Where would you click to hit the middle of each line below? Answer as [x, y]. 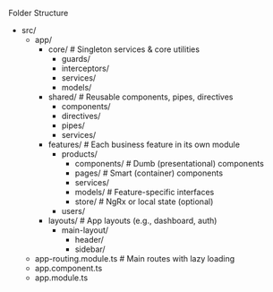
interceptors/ [85, 68]
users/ [73, 211]
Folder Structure [38, 13]
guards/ [76, 59]
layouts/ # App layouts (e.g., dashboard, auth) [132, 220]
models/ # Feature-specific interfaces [145, 192]
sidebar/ [90, 249]
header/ [90, 240]
